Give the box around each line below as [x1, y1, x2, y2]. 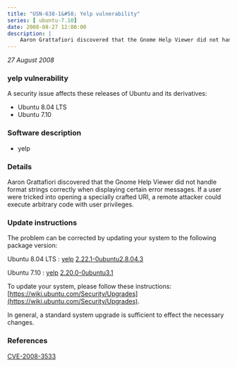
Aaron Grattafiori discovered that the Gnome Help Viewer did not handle [7, 178, 217, 187]
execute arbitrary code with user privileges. [7, 200, 134, 209]
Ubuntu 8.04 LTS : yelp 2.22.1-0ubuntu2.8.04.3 [7, 255, 144, 263]
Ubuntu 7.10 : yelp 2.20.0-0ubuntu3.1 [7, 268, 114, 277]
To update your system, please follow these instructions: [7, 282, 171, 291]
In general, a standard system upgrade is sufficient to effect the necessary [7, 311, 224, 319]
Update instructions [7, 218, 78, 228]
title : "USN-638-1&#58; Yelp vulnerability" [7, 10, 140, 18]
